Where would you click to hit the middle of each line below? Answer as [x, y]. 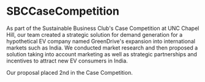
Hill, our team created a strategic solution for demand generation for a [95, 34]
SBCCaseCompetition [63, 11]
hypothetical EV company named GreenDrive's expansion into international [101, 41]
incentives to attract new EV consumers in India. [67, 61]
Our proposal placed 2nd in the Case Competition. [69, 72]
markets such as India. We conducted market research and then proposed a [102, 48]
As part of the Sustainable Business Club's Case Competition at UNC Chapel [103, 28]
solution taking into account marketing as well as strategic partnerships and [102, 54]
